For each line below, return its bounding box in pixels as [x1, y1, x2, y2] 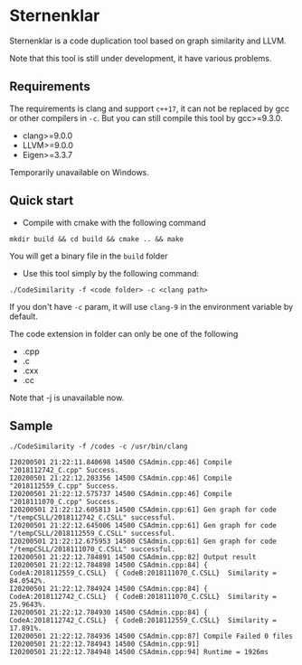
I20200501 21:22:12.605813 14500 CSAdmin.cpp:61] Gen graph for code [9, 505, 278, 515]
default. [9, 311, 39, 322]
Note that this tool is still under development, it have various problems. [9, 52, 272, 63]
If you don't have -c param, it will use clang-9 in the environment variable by [9, 301, 294, 312]
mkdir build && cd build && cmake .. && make [9, 234, 184, 244]
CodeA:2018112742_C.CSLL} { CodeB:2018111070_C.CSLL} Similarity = [9, 593, 278, 602]
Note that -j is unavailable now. [9, 392, 125, 403]
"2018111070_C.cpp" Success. [9, 498, 119, 507]
